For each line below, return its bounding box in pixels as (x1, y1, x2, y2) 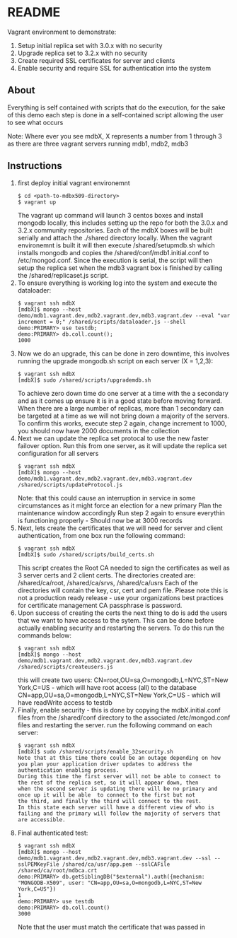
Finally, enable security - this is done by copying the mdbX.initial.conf (17, 705, 221, 714)
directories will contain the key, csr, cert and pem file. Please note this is (17, 586, 229, 594)
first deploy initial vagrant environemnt (17, 178, 131, 187)
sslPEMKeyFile (17, 860, 59, 868)
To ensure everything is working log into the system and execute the (17, 279, 218, 287)
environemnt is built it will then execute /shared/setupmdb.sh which (17, 241, 215, 250)
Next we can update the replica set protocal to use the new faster (17, 434, 209, 442)
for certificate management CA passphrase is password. (17, 601, 183, 609)
